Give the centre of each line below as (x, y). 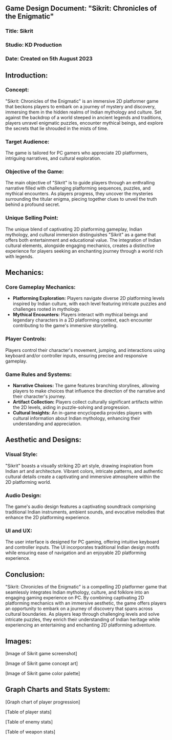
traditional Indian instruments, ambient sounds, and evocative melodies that (85, 512)
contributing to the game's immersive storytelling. (65, 326)
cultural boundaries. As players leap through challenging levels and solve (82, 614)
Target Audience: (27, 142)
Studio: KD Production (34, 45)
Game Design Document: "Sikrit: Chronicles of (81, 8)
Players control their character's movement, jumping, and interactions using (85, 350)
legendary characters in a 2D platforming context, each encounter (82, 320)
